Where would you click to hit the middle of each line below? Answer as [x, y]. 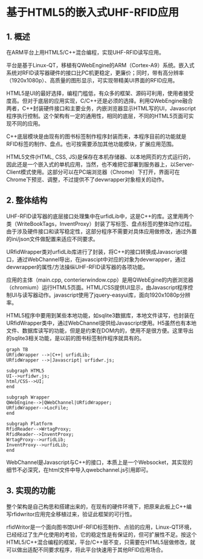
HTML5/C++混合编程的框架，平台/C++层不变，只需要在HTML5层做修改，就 [101, 542]
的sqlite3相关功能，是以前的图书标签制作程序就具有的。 [76, 338]
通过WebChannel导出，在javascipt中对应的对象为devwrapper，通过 [101, 259]
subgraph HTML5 [25, 371]
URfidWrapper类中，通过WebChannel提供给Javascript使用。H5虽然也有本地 [101, 323]
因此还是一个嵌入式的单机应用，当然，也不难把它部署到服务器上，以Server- [100, 164]
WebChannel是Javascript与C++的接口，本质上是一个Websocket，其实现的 [100, 462]
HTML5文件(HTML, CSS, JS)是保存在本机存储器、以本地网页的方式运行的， [100, 157]
